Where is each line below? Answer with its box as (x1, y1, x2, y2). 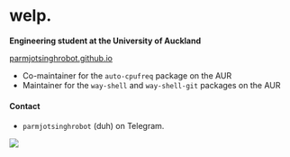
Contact (9, 100, 41, 111)
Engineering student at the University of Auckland (9, 35, 202, 46)
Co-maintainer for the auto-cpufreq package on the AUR (22, 69, 232, 81)
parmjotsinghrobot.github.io (9, 52, 113, 63)
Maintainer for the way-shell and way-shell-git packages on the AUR (22, 79, 281, 90)
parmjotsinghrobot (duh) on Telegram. (22, 121, 165, 132)
